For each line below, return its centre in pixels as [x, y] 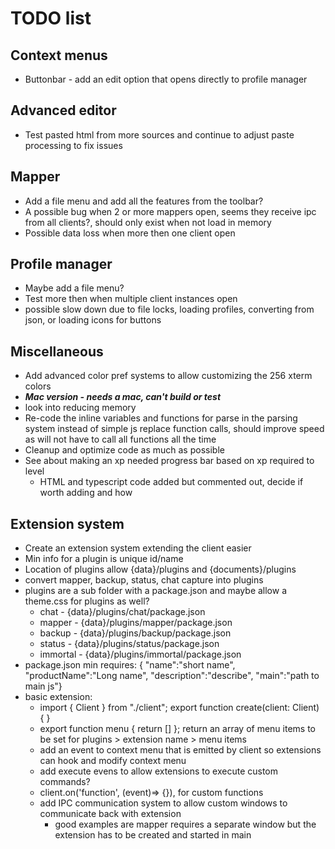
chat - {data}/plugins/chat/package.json [122, 612]
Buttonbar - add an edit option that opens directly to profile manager [166, 79]
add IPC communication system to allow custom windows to [163, 803]
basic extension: [58, 697]
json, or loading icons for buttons [93, 320]
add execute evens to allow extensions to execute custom [159, 771]
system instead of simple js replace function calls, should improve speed [174, 429]
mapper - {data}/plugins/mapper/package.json [136, 623]
